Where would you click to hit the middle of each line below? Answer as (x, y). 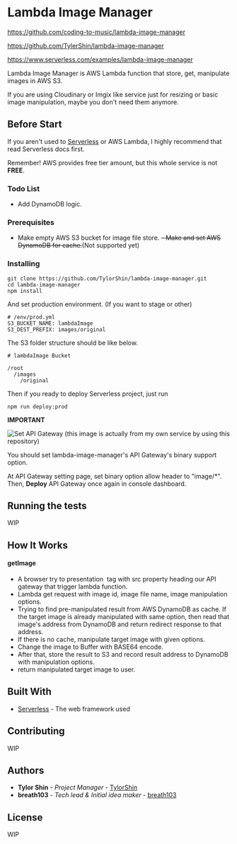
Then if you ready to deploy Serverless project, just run (88, 394)
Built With (29, 692)
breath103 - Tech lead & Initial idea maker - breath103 (97, 795)
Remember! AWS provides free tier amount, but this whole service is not (112, 162)
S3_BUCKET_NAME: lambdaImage (50, 323)
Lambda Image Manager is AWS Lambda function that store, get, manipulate (118, 73)
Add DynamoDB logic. (50, 204)
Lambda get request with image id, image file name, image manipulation (122, 594)
